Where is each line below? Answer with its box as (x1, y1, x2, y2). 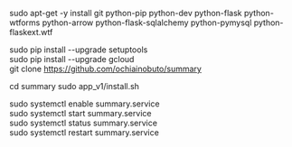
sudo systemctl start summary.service (9, 108, 152, 118)
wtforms (9, 17, 41, 28)
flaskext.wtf (9, 27, 53, 37)
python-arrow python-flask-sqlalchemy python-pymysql (42, 17, 252, 28)
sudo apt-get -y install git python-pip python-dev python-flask (9, 8, 242, 18)
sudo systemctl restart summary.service (9, 127, 160, 138)
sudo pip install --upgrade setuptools (9, 44, 148, 55)
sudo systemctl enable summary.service (9, 98, 160, 109)
